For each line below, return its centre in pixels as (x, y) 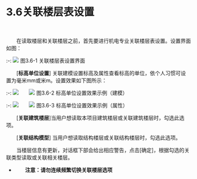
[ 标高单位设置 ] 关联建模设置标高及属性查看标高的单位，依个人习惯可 (99, 73)
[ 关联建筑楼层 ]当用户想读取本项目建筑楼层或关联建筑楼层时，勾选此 (98, 117)
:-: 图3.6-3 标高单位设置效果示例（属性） (67, 105)
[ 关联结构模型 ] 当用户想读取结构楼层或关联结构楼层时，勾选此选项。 (99, 137)
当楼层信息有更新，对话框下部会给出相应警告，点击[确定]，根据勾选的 (101, 150)
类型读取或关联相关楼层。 (42, 157)
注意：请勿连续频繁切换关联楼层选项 (69, 170)
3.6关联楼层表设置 (50, 12)
